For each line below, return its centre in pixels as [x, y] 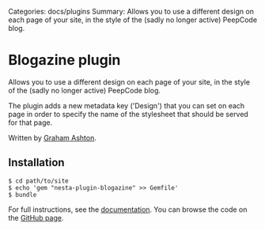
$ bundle [23, 194]
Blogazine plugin [64, 60]
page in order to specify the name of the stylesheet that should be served [129, 114]
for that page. [30, 123]
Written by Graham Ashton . [53, 138]
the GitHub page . [36, 217]
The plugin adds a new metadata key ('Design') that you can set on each [127, 105]
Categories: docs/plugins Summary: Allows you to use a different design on [131, 11]
